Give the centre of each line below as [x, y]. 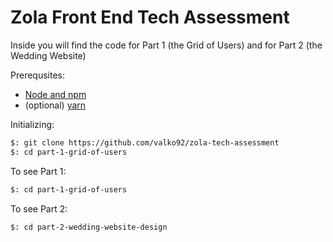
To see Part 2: [39, 208]
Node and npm [55, 94]
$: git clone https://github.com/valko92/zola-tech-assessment [145, 142]
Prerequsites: [38, 75]
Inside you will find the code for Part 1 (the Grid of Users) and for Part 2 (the [166, 45]
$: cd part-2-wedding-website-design [89, 227]
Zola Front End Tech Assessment [150, 17]
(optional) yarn [55, 105]
